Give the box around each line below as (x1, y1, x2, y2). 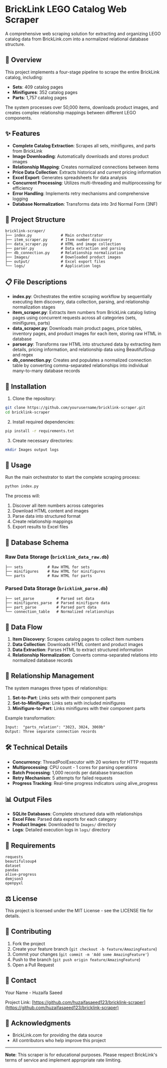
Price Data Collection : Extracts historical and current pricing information (12, 169, 162, 175)
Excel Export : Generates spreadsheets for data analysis (12, 174, 127, 180)
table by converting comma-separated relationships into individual (12, 362, 149, 368)
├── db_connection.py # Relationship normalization (5, 251, 123, 256)
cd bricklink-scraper (5, 409, 50, 415)
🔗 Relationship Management (5, 672, 94, 680)
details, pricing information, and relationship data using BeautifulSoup (12, 347, 156, 353)
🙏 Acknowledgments (5, 1019, 71, 1028)
